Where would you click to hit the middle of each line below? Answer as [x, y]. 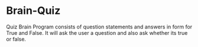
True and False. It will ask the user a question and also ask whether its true [97, 32]
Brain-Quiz [33, 11]
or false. [16, 39]
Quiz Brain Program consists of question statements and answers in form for [99, 27]
